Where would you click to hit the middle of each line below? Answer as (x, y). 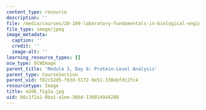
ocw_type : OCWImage (31, 63)
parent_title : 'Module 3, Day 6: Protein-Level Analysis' (82, 69)
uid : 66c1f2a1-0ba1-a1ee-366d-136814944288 (63, 97)
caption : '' (27, 40)
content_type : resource (37, 12)
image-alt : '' (30, 52)
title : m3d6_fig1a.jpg (35, 92)
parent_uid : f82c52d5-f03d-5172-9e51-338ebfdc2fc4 (72, 80)
